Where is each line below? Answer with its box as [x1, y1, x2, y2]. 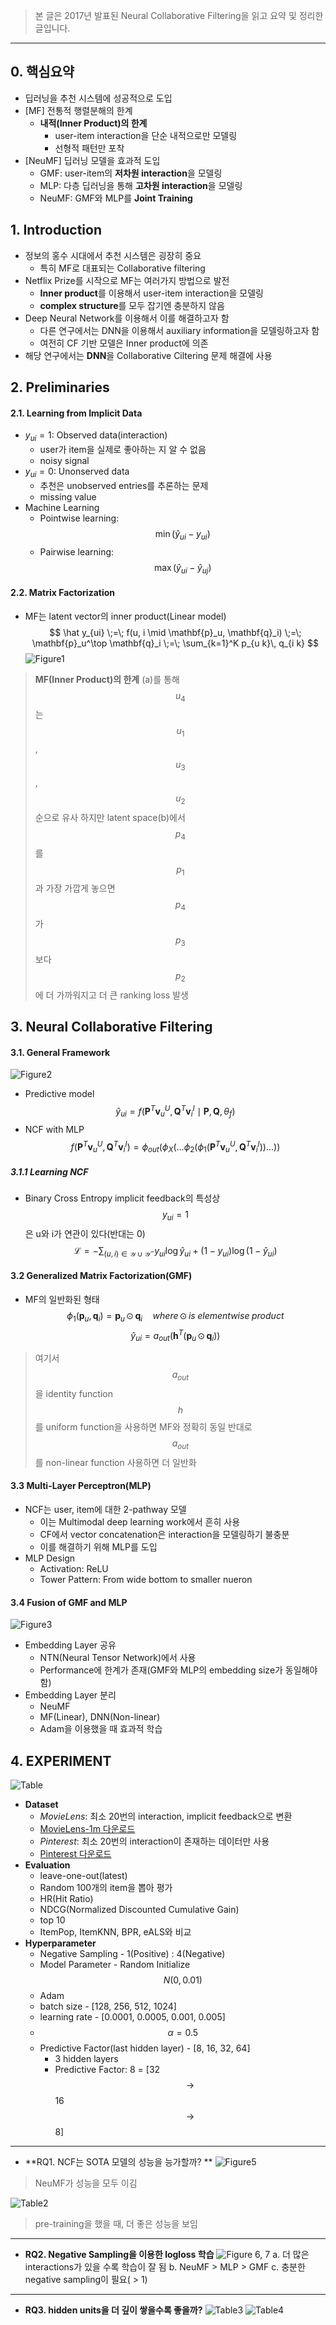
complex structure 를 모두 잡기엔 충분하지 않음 [39, 299, 225, 311]
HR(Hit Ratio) [39, 1893, 94, 1905]
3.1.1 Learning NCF [10, 1165, 89, 1178]
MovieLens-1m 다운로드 [39, 1823, 136, 1835]
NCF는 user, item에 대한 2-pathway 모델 [24, 1504, 187, 1516]
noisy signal [39, 455, 90, 467]
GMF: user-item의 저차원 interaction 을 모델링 [39, 167, 223, 179]
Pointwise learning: [39, 512, 120, 524]
